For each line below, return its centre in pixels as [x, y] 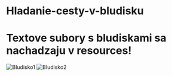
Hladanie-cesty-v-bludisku [75, 11]
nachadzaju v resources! [69, 51]
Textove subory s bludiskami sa [86, 38]
